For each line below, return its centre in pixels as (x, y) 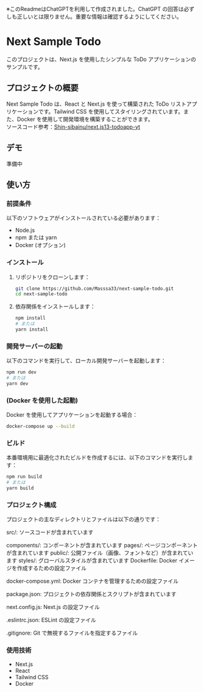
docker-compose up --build (41, 427)
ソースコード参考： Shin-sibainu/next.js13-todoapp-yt (73, 126)
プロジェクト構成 (31, 505)
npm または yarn (36, 237)
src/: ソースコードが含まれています (50, 532)
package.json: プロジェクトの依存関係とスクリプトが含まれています (91, 594)
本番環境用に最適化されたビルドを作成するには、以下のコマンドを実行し (97, 458)
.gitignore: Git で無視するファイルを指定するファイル (72, 633)
